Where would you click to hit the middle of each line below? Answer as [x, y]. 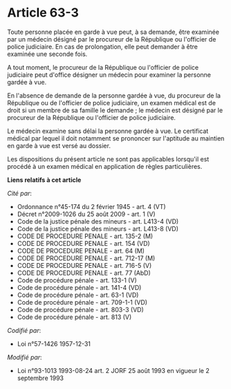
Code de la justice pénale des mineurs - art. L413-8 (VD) [98, 228]
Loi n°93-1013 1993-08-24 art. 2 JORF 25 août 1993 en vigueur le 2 [113, 370]
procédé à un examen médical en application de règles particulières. [105, 166]
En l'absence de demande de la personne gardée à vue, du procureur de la [114, 96]
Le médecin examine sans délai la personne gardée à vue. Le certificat [108, 131]
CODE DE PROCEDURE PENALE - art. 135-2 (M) [85, 236]
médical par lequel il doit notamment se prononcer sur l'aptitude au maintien [116, 138]
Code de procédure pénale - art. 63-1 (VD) [78, 295]
